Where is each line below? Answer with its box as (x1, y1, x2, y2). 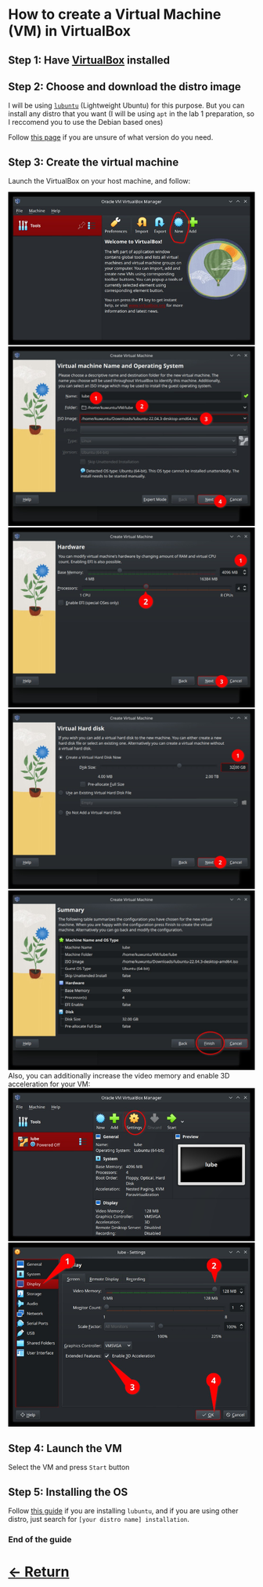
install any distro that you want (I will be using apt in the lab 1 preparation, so (8, 109, 255, 119)
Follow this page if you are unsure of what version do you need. (8, 133, 214, 142)
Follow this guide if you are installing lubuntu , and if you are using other (8, 1506, 239, 1516)
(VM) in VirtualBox (8, 22, 131, 40)
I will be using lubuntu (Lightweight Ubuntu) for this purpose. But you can (8, 100, 245, 111)
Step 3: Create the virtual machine (8, 155, 179, 169)
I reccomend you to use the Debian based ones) (8, 118, 164, 127)
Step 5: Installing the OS (8, 1485, 128, 1498)
